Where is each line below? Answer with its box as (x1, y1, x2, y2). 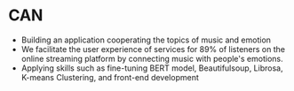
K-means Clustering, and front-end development (20, 72, 199, 82)
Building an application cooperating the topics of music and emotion (20, 34, 272, 45)
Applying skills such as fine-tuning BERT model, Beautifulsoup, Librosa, (20, 63, 283, 73)
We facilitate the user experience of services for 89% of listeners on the (20, 43, 286, 54)
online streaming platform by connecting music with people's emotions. (20, 53, 283, 64)
